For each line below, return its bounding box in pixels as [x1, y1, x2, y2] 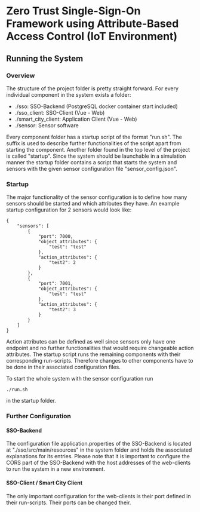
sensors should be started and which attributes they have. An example [6, 200, 180, 207]
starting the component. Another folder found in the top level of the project [6, 146, 190, 153]
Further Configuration [6, 412, 72, 421]
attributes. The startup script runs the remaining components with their [6, 351, 181, 358]
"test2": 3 [48, 306, 76, 313]
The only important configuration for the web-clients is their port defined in [6, 492, 191, 499]
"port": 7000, [38, 234, 73, 240]
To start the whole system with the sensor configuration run [6, 375, 153, 382]
